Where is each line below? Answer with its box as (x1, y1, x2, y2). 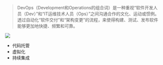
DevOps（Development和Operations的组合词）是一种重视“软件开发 (17, 5, 154, 10)
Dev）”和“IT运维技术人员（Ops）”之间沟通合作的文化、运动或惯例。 (26, 11, 160, 17)
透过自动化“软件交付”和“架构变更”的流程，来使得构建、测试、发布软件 (17, 17, 159, 22)
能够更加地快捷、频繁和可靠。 (17, 23, 78, 29)
